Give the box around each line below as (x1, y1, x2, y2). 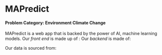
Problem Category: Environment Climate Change (5, 19, 106, 25)
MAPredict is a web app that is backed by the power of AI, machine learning (5, 31, 157, 37)
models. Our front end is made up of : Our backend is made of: (5, 36, 131, 42)
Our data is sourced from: (5, 45, 57, 51)
